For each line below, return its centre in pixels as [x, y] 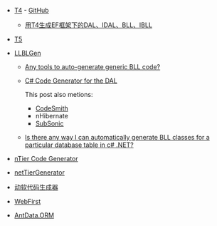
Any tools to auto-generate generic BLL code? [92, 67]
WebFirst [27, 201]
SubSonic [49, 123]
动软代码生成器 [36, 187]
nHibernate [52, 116]
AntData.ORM [34, 215]
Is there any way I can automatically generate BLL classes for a [117, 137]
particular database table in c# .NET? [79, 145]
